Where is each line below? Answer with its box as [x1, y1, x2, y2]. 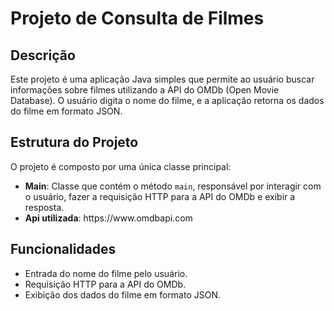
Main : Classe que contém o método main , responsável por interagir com [24, 180, 322, 192]
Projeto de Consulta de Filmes [10, 7, 265, 30]
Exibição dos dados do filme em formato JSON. [24, 288, 221, 301]
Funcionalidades [10, 241, 117, 258]
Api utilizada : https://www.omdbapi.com [24, 212, 193, 224]
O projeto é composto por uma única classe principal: [10, 160, 232, 172]
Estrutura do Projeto [10, 134, 139, 151]
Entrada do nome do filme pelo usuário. [24, 267, 188, 279]
